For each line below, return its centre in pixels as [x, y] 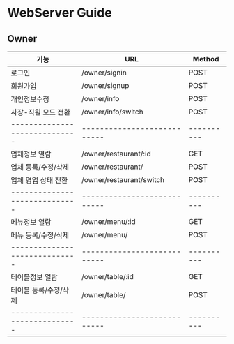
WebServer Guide [60, 13]
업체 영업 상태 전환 [39, 180]
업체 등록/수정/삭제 [40, 167]
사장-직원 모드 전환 [41, 112]
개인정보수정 [30, 99]
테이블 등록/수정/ [37, 290]
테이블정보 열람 [34, 277]
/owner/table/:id [108, 277]
